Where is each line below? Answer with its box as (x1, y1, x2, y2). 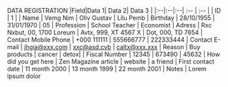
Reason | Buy (163, 43, 201, 51)
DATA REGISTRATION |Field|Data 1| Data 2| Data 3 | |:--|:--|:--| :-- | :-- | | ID (7, 7, 222, 14)
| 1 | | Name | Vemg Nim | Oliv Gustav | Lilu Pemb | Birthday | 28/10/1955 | (7, 14, 215, 22)
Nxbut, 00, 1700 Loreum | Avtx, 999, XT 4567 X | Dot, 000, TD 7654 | (7, 28, 203, 36)
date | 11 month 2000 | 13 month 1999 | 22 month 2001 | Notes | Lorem (7, 65, 207, 73)
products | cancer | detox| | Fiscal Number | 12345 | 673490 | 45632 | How (7, 50, 220, 58)
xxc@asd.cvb (72, 43, 112, 51)
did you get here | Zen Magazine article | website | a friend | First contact (7, 58, 215, 65)
